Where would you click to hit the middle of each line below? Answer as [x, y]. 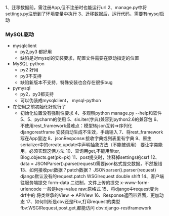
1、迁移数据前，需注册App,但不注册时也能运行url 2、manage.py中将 [76, 7]
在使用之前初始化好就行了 [39, 107]
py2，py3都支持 [37, 94]
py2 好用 [29, 70]
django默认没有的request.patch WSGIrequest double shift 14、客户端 [92, 177]
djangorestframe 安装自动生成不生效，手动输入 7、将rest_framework [92, 132]
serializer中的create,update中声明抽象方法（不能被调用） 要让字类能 [91, 145]
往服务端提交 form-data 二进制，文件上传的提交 [70, 183]
